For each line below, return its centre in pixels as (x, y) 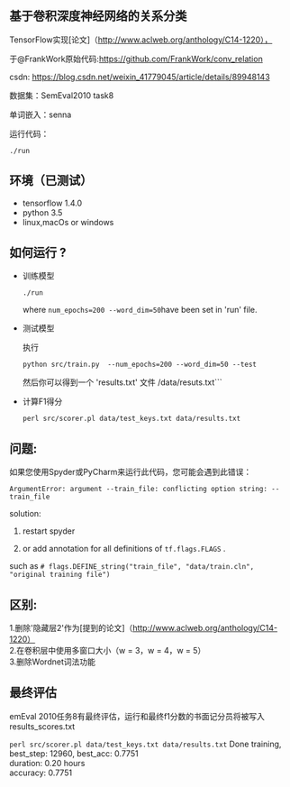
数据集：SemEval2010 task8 (62, 95)
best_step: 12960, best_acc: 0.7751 (74, 753)
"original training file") (60, 575)
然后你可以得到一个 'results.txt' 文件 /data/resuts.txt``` (122, 382)
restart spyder (49, 531)
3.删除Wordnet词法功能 (53, 662)
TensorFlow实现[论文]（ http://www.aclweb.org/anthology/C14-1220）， (141, 40)
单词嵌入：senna (41, 114)
